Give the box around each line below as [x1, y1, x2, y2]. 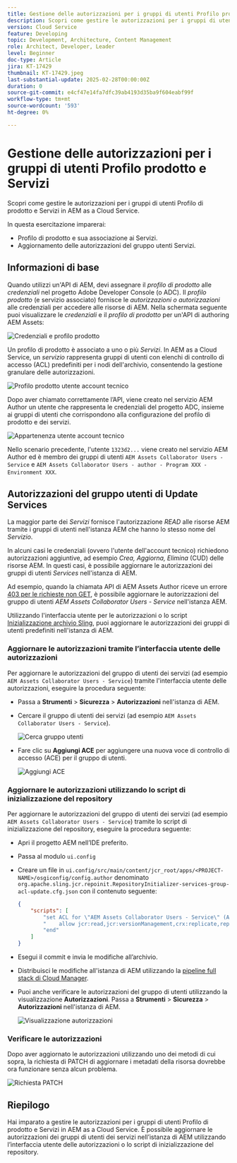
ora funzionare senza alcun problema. [7, 1065, 118, 1073]
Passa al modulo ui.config [17, 852, 97, 860]
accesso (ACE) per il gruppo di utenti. [17, 753, 127, 762]
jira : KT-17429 [7, 63, 52, 70]
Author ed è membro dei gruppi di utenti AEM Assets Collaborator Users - [7, 453, 224, 461]
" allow [43, 920, 75, 927]
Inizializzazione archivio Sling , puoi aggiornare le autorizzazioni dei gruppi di [7, 619, 230, 627]
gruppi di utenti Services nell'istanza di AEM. [7, 569, 138, 578]
